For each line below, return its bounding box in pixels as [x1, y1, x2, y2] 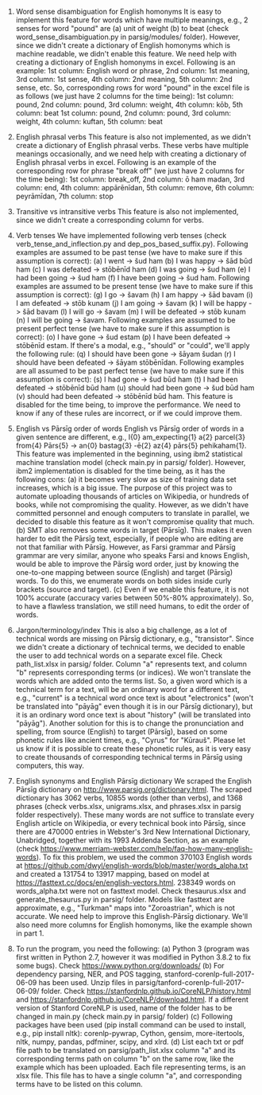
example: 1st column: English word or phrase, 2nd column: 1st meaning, [15, 66, 250, 75]
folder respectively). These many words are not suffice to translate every [15, 810, 255, 819]
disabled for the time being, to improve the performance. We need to [15, 400, 241, 409]
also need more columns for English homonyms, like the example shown [15, 920, 252, 929]
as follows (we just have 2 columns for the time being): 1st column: [15, 92, 234, 100]
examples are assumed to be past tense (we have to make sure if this [15, 248, 243, 257]
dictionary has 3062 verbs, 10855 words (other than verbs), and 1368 [15, 793, 244, 803]
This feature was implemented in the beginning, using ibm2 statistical [15, 449, 244, 459]
